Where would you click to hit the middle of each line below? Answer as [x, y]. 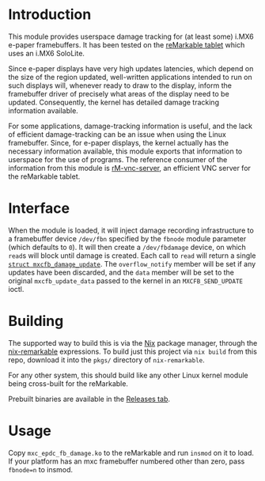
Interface [39, 208]
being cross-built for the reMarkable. [68, 383]
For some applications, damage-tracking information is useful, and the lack [131, 126]
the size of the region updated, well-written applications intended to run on [131, 77]
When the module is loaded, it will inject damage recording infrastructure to [131, 230]
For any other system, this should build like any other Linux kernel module [129, 375]
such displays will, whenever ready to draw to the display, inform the [120, 85]
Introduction [50, 15]
